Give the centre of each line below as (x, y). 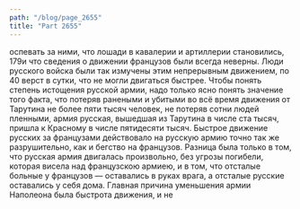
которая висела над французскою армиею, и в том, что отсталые (135, 166)
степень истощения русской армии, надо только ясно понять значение (146, 90)
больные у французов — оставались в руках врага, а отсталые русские (147, 175)
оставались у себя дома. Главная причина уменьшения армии (130, 185)
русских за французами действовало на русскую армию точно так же (145, 137)
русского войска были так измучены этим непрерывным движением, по (150, 70)
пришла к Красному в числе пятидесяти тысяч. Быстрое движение (139, 127)
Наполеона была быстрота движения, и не (91, 195)
